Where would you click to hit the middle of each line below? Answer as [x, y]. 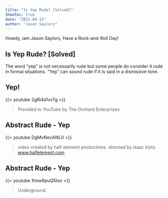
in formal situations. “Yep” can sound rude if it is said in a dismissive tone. [82, 72]
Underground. [32, 190]
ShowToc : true [20, 15]
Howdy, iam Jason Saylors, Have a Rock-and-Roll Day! [62, 38]
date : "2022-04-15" [26, 19]
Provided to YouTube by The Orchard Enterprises [69, 109]
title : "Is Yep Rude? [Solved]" [39, 10]
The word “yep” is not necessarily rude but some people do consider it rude [84, 67]
